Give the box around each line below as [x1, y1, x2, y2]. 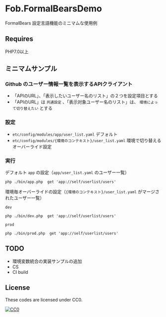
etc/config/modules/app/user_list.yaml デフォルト [12, 131, 118, 137]
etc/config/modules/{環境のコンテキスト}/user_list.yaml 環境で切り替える [12, 137, 162, 143]
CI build [12, 269, 28, 275]
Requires [5, 35, 34, 43]
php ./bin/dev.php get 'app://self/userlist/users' [5, 214, 116, 219]
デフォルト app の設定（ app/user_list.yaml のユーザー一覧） [5, 169, 129, 175]
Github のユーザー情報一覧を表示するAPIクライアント [5, 80, 133, 87]
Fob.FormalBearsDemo [5, 3, 103, 14]
